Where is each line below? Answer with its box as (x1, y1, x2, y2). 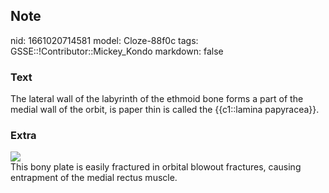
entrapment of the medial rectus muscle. (10, 172, 178, 184)
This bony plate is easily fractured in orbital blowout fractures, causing (10, 161, 302, 173)
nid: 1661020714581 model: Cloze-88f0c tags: (10, 34, 199, 46)
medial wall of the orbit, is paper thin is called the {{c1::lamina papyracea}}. (10, 104, 320, 116)
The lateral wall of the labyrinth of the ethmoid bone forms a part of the (10, 93, 304, 105)
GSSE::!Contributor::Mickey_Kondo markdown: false (10, 45, 224, 57)
